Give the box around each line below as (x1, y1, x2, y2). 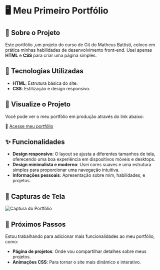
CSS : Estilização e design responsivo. (12, 85, 90, 91)
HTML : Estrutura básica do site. (12, 80, 78, 86)
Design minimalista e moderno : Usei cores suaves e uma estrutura (12, 162, 151, 168)
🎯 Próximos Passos (5, 220, 66, 228)
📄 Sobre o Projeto (5, 28, 60, 37)
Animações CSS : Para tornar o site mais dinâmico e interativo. (12, 259, 141, 265)
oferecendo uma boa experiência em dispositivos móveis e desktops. (12, 156, 155, 162)
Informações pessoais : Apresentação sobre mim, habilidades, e (12, 172, 145, 178)
